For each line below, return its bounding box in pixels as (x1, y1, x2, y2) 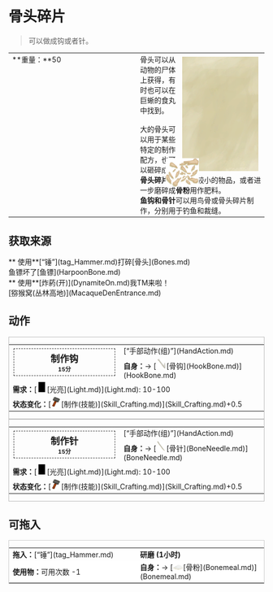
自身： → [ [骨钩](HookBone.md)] (123, 361, 242, 371)
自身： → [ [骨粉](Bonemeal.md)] (140, 563, 258, 572)
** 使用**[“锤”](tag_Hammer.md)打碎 (8, 257, 132, 267)
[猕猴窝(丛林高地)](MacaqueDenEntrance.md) (8, 288, 162, 298)
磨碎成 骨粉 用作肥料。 (154, 185, 226, 195)
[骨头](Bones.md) (131, 257, 191, 267)
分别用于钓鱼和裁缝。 (154, 205, 226, 215)
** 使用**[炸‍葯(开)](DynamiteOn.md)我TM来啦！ (8, 277, 170, 287)
